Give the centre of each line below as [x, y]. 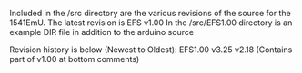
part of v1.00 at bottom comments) [75, 59]
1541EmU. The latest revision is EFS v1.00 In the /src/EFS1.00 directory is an [151, 23]
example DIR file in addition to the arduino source [101, 32]
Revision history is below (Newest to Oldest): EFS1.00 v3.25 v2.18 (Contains [151, 50]
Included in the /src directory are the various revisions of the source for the [150, 13]
